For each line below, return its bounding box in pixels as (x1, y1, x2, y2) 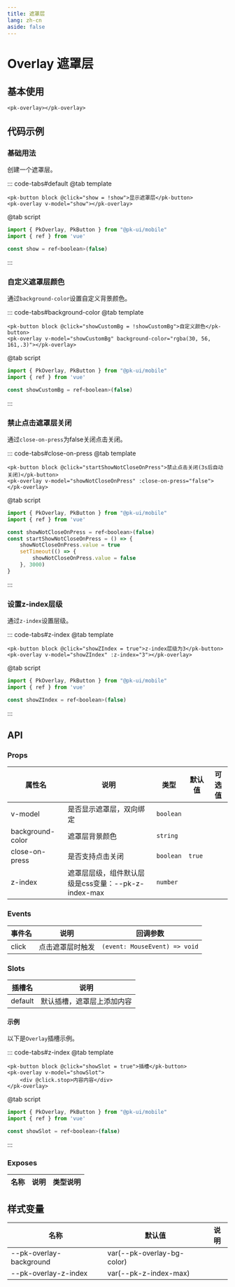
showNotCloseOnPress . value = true (20, 542, 120, 549)
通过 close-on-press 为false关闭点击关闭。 (7, 435, 127, 443)
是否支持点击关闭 (67, 852, 124, 862)
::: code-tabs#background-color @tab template (7, 308, 144, 316)
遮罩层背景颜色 (67, 832, 117, 841)
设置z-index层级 (7, 599, 63, 609)
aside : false (7, 23, 45, 30)
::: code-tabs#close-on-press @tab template (7, 449, 136, 457)
